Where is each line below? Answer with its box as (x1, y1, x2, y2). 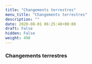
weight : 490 (5, 36, 30, 41)
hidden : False (5, 31, 36, 36)
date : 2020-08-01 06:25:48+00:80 (5, 21, 76, 27)
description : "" (5, 17, 40, 22)
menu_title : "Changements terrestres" (5, 12, 87, 17)
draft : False (5, 26, 33, 31)
